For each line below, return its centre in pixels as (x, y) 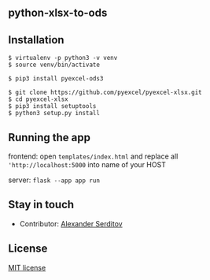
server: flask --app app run (54, 180)
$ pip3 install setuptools (52, 106)
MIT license (27, 267)
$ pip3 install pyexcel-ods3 (56, 79)
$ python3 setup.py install (54, 114)
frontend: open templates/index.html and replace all (93, 156)
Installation (36, 40)
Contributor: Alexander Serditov (71, 223)
